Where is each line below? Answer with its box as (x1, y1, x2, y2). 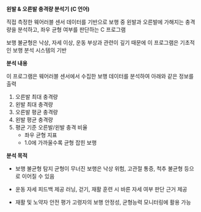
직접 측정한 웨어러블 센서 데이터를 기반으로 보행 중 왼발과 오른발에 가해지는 (6, 18, 185, 26)
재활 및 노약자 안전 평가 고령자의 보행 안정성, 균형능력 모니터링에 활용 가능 (15, 199, 191, 206)
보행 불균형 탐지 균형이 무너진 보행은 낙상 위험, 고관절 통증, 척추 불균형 (15, 165, 183, 172)
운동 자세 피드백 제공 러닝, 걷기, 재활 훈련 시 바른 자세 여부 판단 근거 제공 (15, 186, 188, 192)
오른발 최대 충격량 (15, 93, 58, 100)
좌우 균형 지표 (24, 131, 57, 139)
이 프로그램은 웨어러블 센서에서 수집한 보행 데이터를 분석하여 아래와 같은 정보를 (6, 73, 194, 79)
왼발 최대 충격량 (15, 101, 53, 108)
